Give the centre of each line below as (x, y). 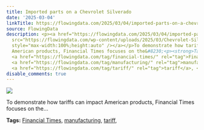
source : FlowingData (32, 29)
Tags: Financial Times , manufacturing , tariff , (62, 120)
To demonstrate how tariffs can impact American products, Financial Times (100, 102)
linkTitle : (20, 23)
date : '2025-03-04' (31, 18)
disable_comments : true (36, 74)
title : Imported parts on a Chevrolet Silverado (69, 12)
